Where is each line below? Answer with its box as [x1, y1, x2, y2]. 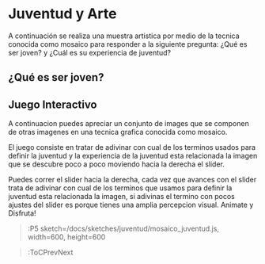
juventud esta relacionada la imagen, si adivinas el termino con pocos [8, 192, 235, 201]
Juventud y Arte [8, 5, 117, 23]
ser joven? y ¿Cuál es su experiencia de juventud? [8, 48, 172, 57]
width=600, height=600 [27, 232, 106, 242]
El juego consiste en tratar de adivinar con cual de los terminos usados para [8, 143, 256, 152]
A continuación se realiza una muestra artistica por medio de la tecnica [8, 31, 240, 40]
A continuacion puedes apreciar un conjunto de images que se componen [8, 119, 249, 128]
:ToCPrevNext [27, 247, 74, 258]
